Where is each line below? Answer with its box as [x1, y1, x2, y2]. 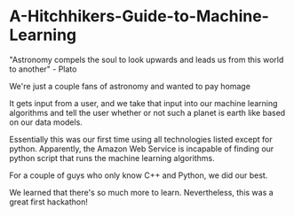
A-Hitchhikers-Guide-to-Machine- [9, 6, 269, 27]
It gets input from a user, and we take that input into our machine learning [9, 97, 278, 108]
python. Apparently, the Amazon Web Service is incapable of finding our [9, 143, 274, 154]
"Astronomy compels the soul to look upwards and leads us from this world [9, 54, 284, 65]
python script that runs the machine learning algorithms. [9, 152, 215, 163]
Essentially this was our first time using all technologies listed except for [9, 134, 273, 144]
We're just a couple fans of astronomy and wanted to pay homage [9, 81, 251, 91]
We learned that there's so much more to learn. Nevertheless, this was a [9, 187, 274, 197]
